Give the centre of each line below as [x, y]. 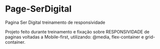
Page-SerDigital [38, 9]
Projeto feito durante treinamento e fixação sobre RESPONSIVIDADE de [77, 32]
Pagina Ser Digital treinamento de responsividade [55, 22]
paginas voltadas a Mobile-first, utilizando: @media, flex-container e [75, 37]
